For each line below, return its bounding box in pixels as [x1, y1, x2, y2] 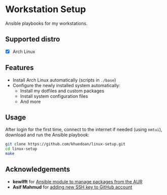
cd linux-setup [5, 146, 37, 151]
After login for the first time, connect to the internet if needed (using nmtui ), [5, 127, 162, 133]
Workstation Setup [5, 4, 86, 15]
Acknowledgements [5, 165, 70, 174]
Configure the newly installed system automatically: [12, 82, 120, 88]
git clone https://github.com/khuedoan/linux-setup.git [5, 142, 126, 147]
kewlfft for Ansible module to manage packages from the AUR [12, 178, 143, 184]
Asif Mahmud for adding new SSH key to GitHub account [12, 184, 133, 190]
